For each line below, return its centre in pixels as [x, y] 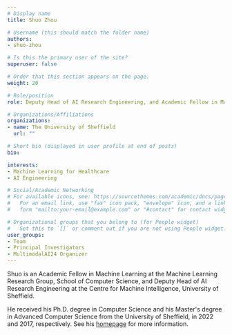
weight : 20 [23, 83]
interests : [23, 165]
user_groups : [26, 235]
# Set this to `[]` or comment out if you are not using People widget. [117, 229]
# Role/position [30, 95]
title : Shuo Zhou [32, 20]
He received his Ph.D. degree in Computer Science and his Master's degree [115, 309]
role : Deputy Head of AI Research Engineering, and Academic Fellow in [112, 102]
